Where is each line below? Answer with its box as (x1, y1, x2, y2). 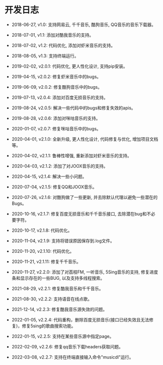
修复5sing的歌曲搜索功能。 (21, 323, 76, 329)
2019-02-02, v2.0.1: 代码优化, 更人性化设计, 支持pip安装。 (11, 63, 128, 69)
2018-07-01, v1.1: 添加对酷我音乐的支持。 (11, 32, 94, 38)
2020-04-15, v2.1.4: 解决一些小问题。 (11, 173, 87, 179)
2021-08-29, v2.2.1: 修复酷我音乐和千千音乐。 (11, 285, 103, 292)
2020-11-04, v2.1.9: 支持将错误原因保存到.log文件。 (11, 238, 115, 243)
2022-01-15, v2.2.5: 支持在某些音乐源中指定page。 (11, 333, 114, 339)
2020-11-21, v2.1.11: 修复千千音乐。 (11, 258, 81, 265)
